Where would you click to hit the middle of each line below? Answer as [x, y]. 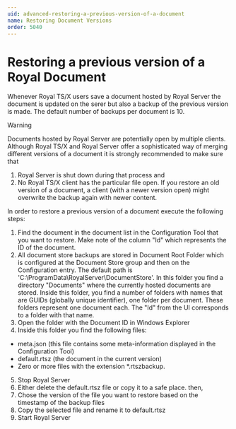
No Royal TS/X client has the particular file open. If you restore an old [118, 183]
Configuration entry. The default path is [75, 270]
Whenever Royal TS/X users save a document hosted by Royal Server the [114, 97]
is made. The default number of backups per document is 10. [96, 112]
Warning [19, 125]
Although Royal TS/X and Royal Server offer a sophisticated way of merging [118, 146]
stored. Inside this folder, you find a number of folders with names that [120, 293]
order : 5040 [25, 27]
